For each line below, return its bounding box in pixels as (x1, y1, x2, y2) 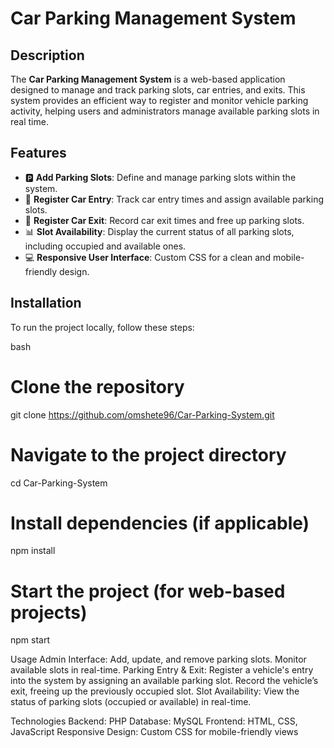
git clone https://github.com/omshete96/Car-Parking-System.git (10, 408, 275, 421)
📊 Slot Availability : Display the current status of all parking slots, (24, 225, 295, 237)
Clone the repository (10, 375, 185, 398)
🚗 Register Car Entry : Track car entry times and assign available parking (24, 193, 324, 205)
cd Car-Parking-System (10, 477, 108, 489)
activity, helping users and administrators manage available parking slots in (10, 105, 320, 117)
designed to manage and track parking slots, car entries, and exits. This (10, 84, 306, 96)
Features (10, 145, 67, 162)
